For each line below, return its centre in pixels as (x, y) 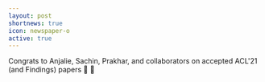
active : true (30, 38)
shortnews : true (35, 23)
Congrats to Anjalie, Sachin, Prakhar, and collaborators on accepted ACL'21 (133, 61)
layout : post (30, 16)
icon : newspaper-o (39, 31)
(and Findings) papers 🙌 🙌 (52, 70)
